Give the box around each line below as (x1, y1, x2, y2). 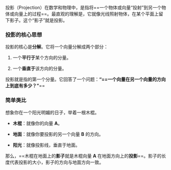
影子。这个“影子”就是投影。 (9, 17, 68, 23)
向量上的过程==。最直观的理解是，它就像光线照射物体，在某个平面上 (14, 11, 159, 17)
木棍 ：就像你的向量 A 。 (12, 120, 63, 126)
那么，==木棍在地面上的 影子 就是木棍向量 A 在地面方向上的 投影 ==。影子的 (5, 153, 162, 159)
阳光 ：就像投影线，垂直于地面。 (12, 142, 80, 148)
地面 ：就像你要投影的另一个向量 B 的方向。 (12, 131, 104, 137)
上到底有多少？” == (5, 83, 45, 89)
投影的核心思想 (5, 31, 42, 38)
